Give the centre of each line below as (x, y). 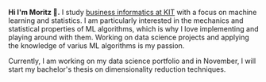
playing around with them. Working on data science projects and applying (129, 37)
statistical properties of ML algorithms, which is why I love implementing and (134, 29)
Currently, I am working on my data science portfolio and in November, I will (132, 61)
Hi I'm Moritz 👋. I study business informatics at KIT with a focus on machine (133, 12)
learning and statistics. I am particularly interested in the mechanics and (126, 20)
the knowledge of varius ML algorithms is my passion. (96, 46)
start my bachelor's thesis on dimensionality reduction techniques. (117, 69)
